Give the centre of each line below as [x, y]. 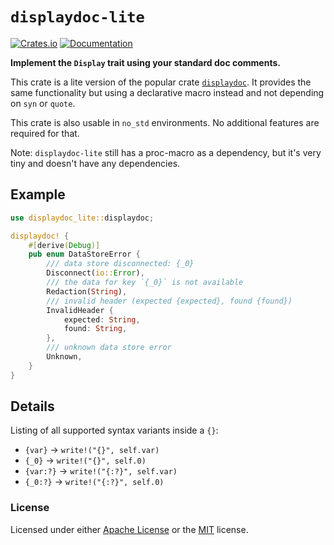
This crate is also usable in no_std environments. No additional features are [165, 122]
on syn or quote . [43, 103]
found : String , [95, 329]
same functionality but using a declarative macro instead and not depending [167, 92]
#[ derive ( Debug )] [64, 245]
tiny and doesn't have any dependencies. [95, 163]
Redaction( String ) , [87, 291]
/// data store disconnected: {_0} [120, 264]
